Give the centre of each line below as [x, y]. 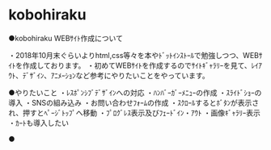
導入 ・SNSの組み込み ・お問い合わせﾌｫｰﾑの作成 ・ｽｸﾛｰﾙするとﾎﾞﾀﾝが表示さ [134, 102]
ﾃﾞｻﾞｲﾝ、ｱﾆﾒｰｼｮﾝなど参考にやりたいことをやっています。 [116, 75]
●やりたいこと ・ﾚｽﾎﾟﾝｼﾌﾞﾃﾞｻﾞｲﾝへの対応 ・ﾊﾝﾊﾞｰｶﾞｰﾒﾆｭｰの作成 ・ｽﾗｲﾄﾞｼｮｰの [135, 92]
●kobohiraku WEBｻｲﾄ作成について [66, 38]
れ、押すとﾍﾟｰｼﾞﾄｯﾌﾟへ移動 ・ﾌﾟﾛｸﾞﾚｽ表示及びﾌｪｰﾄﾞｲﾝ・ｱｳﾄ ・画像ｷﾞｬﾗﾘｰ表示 [135, 112]
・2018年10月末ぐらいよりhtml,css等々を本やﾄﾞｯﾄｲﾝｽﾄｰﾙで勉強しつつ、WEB [133, 55]
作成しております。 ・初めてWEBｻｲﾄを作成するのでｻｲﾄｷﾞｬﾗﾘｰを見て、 [137, 65]
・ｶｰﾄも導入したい [38, 123]
